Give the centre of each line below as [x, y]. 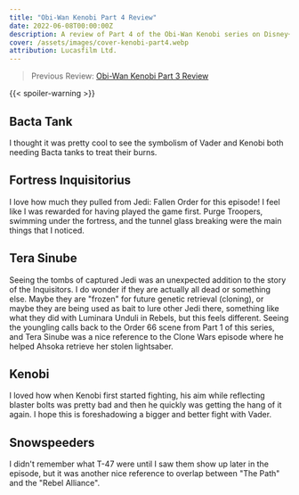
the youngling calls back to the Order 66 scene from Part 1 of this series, [142, 327]
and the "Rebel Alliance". [55, 483]
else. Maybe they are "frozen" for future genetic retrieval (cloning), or [137, 299]
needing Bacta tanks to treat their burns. [83, 152]
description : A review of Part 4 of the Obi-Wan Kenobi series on [135, 34]
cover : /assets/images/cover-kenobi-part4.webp [99, 42]
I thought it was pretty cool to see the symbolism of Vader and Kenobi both [146, 143]
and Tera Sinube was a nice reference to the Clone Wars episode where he [147, 336]
